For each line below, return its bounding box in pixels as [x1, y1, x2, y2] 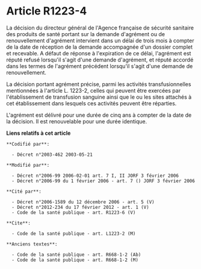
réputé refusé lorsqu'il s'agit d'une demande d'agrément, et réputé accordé [6, 56, 194, 63]
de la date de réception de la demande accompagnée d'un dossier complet [6, 43, 193, 51]
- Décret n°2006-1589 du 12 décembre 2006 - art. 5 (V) [11, 199, 155, 205]
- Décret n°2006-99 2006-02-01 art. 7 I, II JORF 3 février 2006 [11, 173, 179, 179]
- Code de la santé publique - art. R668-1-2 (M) [11, 257, 138, 263]
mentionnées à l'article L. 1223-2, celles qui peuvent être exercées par [6, 87, 181, 94]
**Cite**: [6, 220, 31, 226]
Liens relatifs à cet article [6, 129, 71, 137]
